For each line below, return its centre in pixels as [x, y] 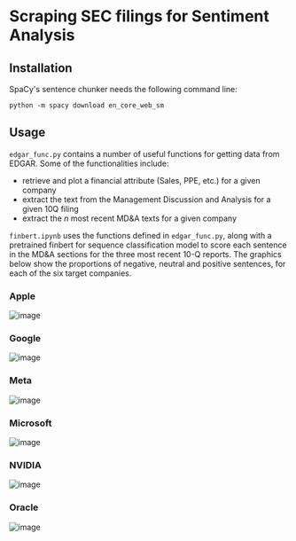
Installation [41, 68]
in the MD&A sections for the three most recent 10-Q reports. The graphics [145, 254]
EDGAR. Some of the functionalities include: [90, 163]
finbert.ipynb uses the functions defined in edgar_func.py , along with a [140, 235]
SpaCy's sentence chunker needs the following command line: [123, 89]
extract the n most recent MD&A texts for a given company [129, 218]
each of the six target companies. [70, 273]
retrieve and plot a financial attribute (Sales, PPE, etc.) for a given [141, 180]
